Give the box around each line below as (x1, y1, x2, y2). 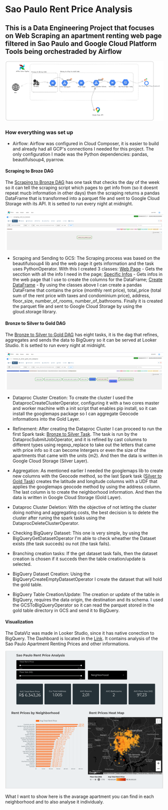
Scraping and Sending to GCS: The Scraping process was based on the (12, 255, 160, 261)
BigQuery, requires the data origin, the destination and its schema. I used (12, 596, 163, 602)
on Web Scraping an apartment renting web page (5, 31, 162, 40)
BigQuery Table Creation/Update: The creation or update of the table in (12, 591, 159, 597)
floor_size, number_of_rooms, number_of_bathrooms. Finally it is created (12, 298, 163, 304)
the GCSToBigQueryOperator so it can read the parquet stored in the (12, 602, 154, 608)
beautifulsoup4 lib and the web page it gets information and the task (12, 260, 154, 266)
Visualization (5, 619, 34, 625)
